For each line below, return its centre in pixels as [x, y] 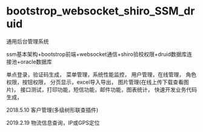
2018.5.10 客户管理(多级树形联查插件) [52, 110]
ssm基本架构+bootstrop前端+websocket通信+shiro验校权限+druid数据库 [97, 54]
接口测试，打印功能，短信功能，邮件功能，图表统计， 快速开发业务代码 [108, 89]
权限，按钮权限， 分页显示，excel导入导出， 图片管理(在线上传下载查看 [95, 82]
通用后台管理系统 [28, 41]
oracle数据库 [36, 61]
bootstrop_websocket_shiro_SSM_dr [101, 11]
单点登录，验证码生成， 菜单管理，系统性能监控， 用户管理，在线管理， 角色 [101, 74]
